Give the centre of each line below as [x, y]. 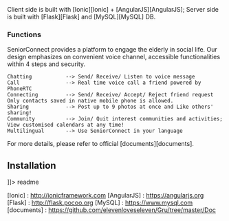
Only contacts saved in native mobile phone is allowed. [90, 101]
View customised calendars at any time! [66, 125]
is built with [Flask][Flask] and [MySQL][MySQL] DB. [81, 17]
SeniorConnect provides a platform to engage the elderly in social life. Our [112, 50]
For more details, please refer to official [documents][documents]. [101, 144]
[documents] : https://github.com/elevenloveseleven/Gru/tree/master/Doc [112, 210]
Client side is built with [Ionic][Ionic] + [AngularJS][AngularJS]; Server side [113, 9]
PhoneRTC [20, 89]
